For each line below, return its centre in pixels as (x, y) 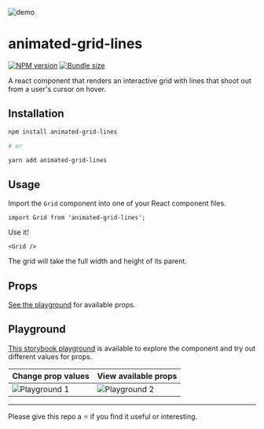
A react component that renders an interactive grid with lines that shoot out (130, 80)
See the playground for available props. (72, 305)
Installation (36, 114)
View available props (137, 376)
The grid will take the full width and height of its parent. (97, 261)
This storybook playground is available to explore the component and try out (132, 348)
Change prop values (51, 376)
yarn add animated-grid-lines (58, 160)
